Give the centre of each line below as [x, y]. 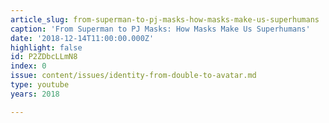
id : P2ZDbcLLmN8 [44, 57]
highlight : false [46, 47]
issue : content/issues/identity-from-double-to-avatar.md [133, 76]
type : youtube [40, 85]
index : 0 [28, 66]
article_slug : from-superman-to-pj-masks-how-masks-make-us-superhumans [165, 19]
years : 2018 [35, 94]
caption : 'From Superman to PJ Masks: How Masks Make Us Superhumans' [160, 29]
